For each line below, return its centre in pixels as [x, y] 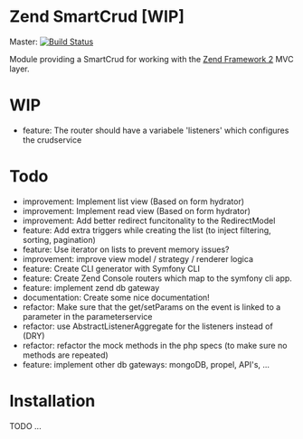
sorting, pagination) [59, 239]
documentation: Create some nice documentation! [116, 297]
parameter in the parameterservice [87, 316]
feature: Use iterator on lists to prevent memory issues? [126, 249]
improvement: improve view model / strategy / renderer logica [137, 258]
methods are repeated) [65, 355]
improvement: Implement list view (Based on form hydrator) [133, 201]
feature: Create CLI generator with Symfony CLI [111, 268]
